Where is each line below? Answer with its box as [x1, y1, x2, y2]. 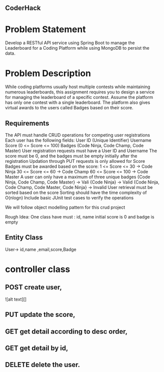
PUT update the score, [5, 310, 75, 319]
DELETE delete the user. [5, 361, 80, 369]
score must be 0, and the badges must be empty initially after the [5, 153, 138, 159]
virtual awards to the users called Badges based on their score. [5, 105, 134, 111]
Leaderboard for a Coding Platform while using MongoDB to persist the [5, 45, 150, 51]
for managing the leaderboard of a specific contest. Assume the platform [5, 94, 154, 100]
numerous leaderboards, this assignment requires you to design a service [5, 89, 155, 95]
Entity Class [5, 233, 43, 242]
